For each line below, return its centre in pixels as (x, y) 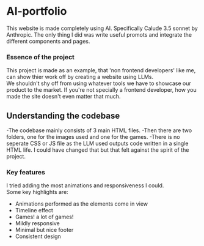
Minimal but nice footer (44, 230)
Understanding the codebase (63, 115)
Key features (26, 172)
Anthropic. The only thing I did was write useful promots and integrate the (99, 34)
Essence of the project (41, 57)
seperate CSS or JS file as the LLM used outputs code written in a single (97, 143)
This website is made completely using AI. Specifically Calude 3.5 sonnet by (102, 28)
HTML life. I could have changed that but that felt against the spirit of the (98, 150)
